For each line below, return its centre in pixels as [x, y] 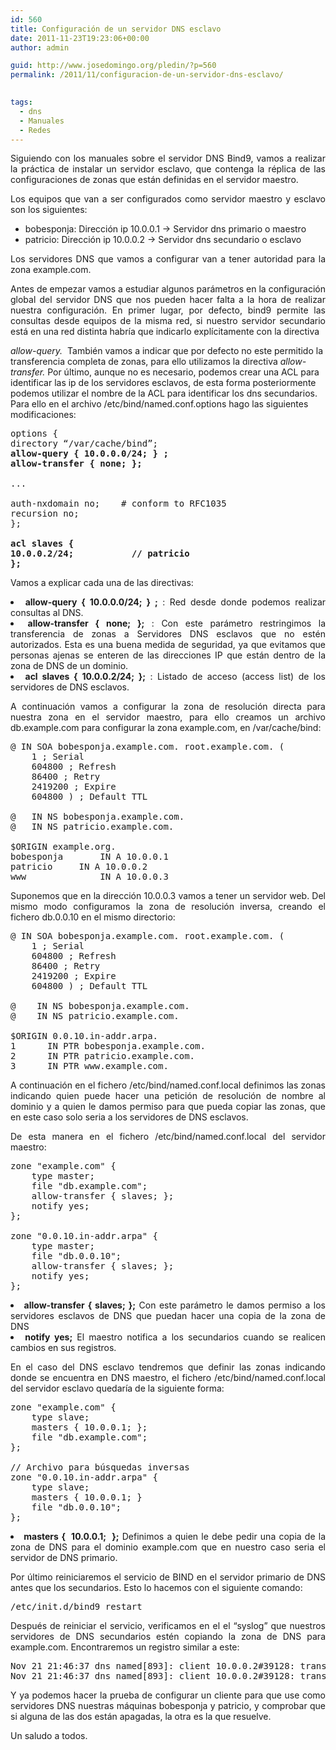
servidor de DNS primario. [64, 1558]
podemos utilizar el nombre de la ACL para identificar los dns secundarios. [164, 393]
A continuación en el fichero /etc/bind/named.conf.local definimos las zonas [168, 1085]
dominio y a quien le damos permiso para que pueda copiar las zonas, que [168, 1107]
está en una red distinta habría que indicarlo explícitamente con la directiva [165, 332]
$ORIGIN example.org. [63, 847]
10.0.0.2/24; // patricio [100, 554]
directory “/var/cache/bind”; [84, 444]
